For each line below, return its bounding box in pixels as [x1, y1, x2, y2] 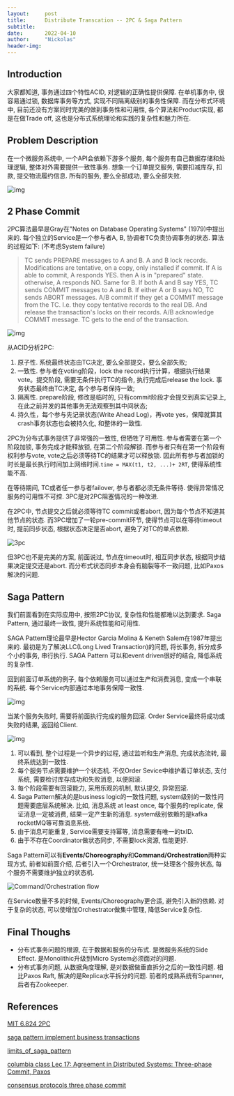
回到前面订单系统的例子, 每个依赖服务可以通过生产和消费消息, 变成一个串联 [7, 675, 221, 683]
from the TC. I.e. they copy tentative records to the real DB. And [24, 300, 208, 309]
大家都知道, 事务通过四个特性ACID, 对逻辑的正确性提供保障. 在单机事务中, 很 [7, 88, 225, 96]
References [7, 1001, 58, 1013]
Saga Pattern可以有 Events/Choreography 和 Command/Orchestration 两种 [7, 851, 221, 860]
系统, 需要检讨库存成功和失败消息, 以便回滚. [17, 775, 143, 784]
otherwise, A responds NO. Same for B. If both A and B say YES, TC [24, 278, 219, 287]
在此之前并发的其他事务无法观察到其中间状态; [17, 402, 148, 410]
